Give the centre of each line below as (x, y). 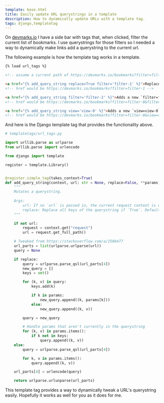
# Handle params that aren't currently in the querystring (84, 327)
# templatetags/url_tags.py (34, 134)
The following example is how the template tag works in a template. (73, 57)
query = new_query (41, 318)
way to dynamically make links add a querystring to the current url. (72, 48)
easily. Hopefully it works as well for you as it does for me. (64, 395)
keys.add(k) (43, 287)
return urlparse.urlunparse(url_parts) (54, 381)
